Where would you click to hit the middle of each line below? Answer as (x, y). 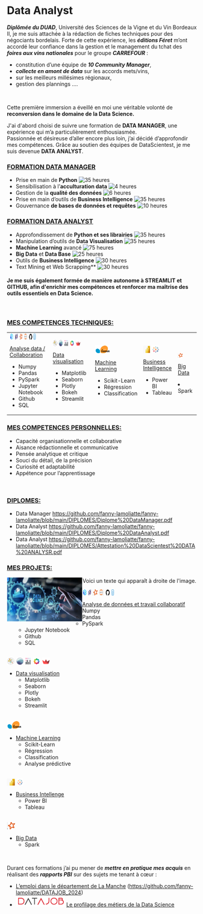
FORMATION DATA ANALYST (50, 221)
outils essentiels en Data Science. (50, 293)
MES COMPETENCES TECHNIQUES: (60, 322)
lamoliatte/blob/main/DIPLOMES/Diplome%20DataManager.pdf (94, 520)
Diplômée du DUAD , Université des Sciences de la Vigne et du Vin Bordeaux (102, 27)
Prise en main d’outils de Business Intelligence (74, 199)
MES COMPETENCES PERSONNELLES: (64, 428)
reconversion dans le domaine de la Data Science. (71, 114)
